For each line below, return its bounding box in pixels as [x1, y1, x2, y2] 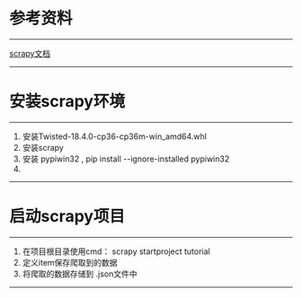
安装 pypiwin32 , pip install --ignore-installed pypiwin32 [22, 153, 230, 164]
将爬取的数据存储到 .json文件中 [22, 268, 138, 279]
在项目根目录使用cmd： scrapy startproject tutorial [22, 246, 210, 257]
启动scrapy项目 [9, 206, 126, 227]
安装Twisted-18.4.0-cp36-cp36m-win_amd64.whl [22, 131, 207, 142]
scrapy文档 [9, 48, 51, 58]
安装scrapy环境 [9, 92, 126, 112]
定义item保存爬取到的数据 [22, 257, 119, 267]
